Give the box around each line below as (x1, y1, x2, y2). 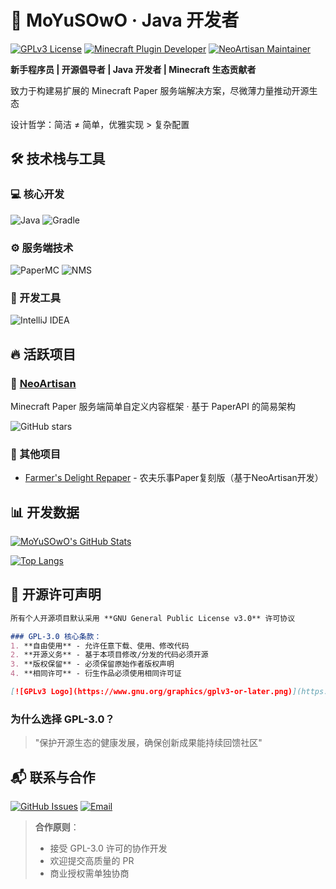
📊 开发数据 (10, 504, 80, 521)
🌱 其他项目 (10, 447, 62, 461)
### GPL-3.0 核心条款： (10, 631, 102, 641)
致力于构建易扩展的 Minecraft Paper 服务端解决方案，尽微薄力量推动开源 (10, 84, 310, 96)
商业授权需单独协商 (49, 867, 130, 880)
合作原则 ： (34, 821, 80, 833)
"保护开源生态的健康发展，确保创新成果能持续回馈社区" (34, 737, 263, 749)
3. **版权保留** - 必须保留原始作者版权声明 (10, 659, 175, 670)
